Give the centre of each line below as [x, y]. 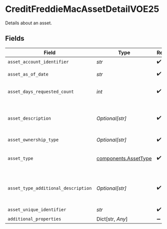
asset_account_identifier [38, 62]
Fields [15, 38]
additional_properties [34, 219]
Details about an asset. [29, 23]
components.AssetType [124, 158]
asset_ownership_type [33, 140]
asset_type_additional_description [50, 188]
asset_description [29, 118]
